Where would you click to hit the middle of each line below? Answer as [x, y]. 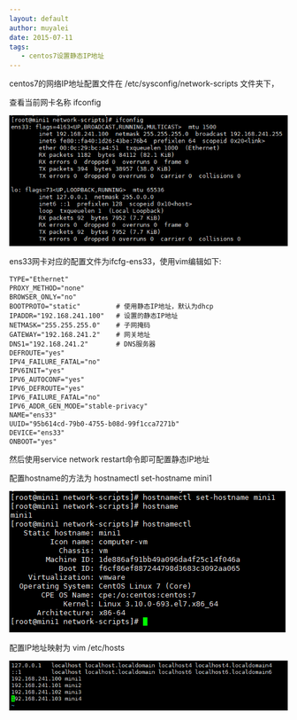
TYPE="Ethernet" [39, 279]
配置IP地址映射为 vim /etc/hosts [67, 647]
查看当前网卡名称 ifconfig [55, 103]
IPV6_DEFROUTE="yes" [47, 388]
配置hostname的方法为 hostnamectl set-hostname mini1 [110, 478]
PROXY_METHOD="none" [47, 288]
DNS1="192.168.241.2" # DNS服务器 [83, 344]
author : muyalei [39, 28]
